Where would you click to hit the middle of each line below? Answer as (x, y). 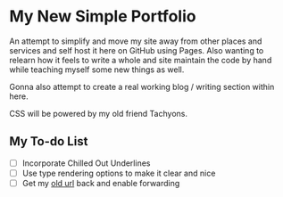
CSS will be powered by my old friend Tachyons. (98, 113)
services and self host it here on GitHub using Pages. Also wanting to (137, 50)
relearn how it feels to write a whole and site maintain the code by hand (141, 60)
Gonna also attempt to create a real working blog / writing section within (142, 86)
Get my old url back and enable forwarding (101, 183)
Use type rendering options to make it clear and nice (119, 173)
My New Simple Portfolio (103, 16)
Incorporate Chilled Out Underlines (86, 163)
